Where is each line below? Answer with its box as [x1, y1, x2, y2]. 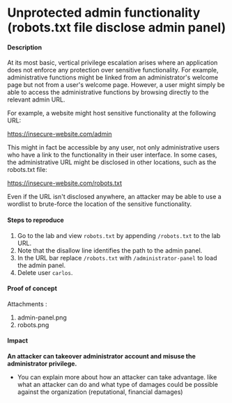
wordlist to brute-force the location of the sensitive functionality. [7, 200, 192, 208]
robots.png [17, 320, 49, 329]
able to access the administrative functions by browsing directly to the [7, 88, 209, 97]
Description [7, 43, 42, 52]
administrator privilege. [7, 360, 77, 368]
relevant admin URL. [7, 95, 65, 104]
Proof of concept [7, 284, 58, 293]
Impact [7, 336, 29, 345]
